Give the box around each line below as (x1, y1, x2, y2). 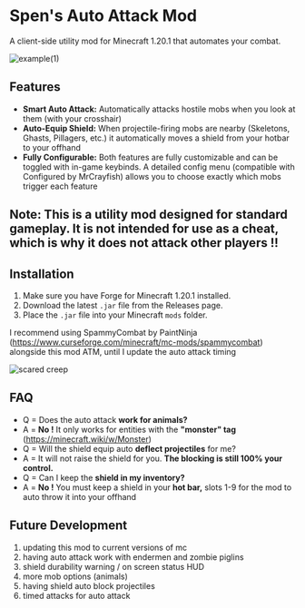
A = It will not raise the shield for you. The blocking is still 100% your (22, 453, 283, 464)
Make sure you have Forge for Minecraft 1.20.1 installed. (22, 289, 231, 300)
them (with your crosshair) (22, 113, 123, 123)
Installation (9, 266, 74, 281)
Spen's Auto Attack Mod (9, 5, 198, 26)
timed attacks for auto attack (22, 590, 131, 601)
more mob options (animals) (22, 571, 129, 582)
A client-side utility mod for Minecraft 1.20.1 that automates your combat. (9, 35, 281, 46)
